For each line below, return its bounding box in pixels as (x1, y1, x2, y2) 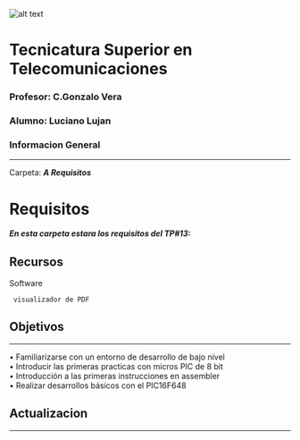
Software (9, 278, 43, 289)
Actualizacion (9, 406, 88, 421)
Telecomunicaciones (9, 59, 168, 80)
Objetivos (9, 319, 64, 334)
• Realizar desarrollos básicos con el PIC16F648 (9, 380, 187, 391)
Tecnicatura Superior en (9, 40, 193, 60)
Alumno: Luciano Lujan (9, 114, 112, 127)
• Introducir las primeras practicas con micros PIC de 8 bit (9, 360, 223, 371)
